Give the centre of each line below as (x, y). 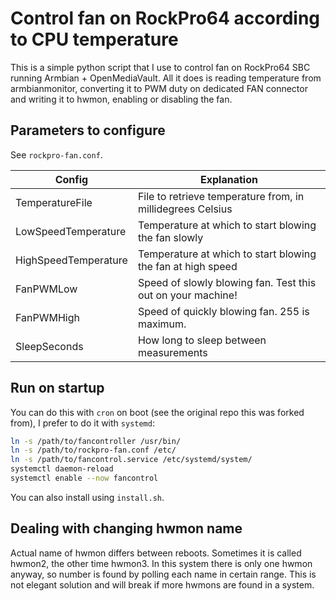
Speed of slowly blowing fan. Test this (227, 282)
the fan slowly (170, 237)
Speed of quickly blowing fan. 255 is (223, 311)
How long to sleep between (202, 340)
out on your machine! (187, 295)
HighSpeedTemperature (71, 260)
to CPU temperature (94, 39)
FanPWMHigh (47, 317)
